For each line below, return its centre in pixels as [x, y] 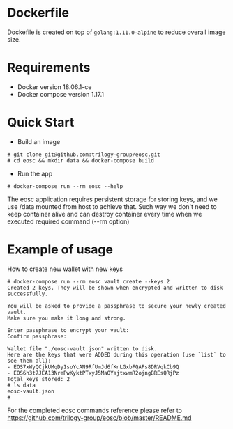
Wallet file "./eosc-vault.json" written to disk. [82, 349]
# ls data [22, 385]
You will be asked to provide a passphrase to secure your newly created [117, 306]
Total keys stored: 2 [39, 379]
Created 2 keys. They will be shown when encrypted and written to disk [115, 288]
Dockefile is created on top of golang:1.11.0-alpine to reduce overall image [116, 32]
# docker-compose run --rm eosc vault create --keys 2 [89, 281]
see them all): [29, 361]
